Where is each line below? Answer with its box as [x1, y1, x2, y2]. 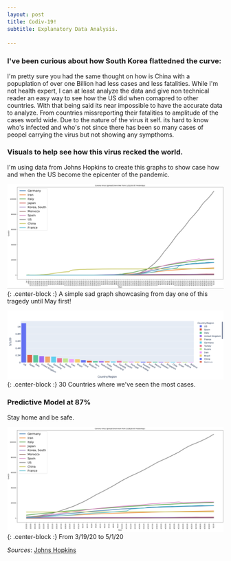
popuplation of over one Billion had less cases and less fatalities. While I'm [7, 79, 219, 87]
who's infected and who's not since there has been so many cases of [7, 123, 204, 131]
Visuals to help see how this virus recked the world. [7, 148, 184, 157]
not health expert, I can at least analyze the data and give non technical [7, 87, 210, 95]
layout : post [7, 11, 45, 18]
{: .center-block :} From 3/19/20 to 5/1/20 [7, 532, 124, 540]
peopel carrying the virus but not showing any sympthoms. [7, 130, 175, 139]
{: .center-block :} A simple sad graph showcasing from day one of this [7, 289, 208, 298]
